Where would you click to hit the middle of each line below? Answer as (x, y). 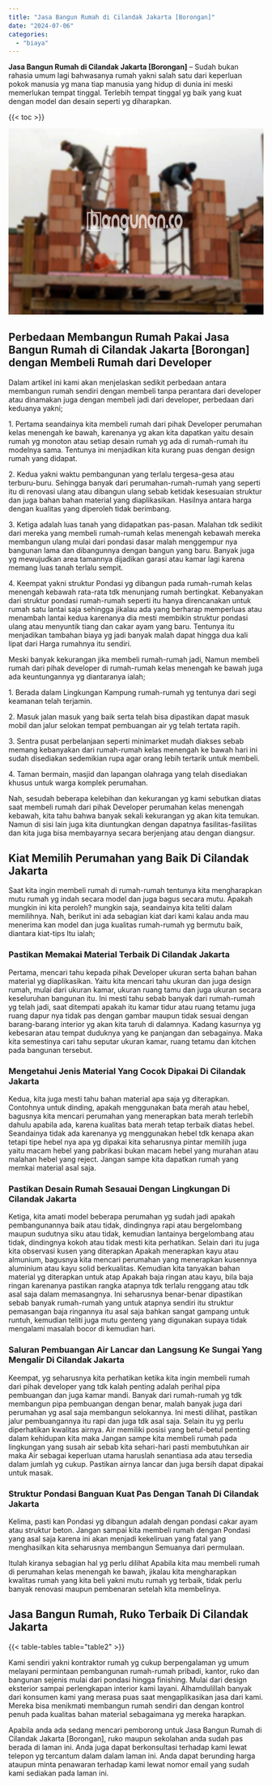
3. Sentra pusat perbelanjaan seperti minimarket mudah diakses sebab (126, 741)
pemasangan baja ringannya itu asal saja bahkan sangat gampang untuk (129, 1312)
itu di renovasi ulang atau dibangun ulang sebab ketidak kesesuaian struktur (135, 491)
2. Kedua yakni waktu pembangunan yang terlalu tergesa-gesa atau (121, 474)
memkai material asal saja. (53, 1168)
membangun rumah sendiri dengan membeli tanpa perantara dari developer (135, 390)
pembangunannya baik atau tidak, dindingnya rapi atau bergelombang (125, 1225)
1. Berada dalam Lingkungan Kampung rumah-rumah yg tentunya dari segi (132, 692)
